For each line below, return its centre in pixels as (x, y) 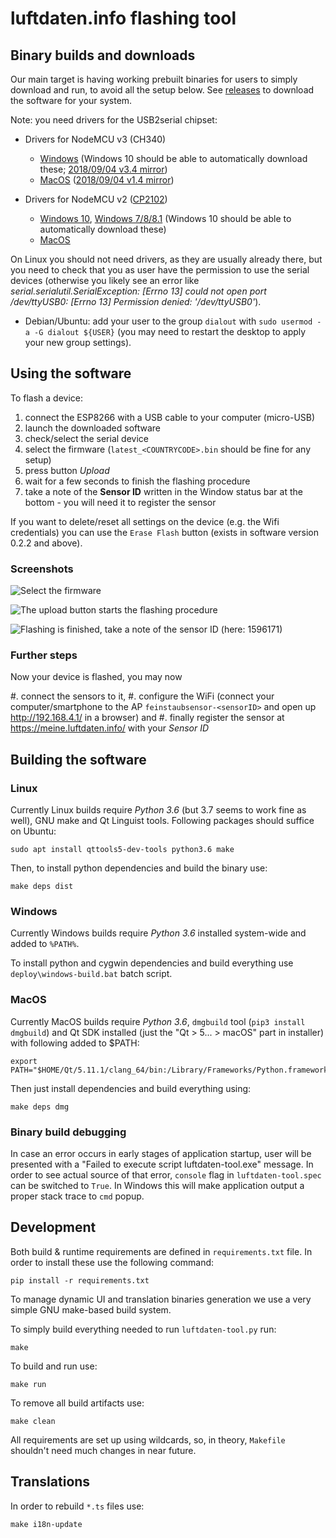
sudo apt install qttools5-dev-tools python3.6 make (122, 850)
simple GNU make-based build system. (91, 1309)
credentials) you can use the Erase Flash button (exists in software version (164, 532)
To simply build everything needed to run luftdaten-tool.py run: (143, 1329)
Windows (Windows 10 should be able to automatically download (173, 158)
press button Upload (67, 470)
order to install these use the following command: (112, 1262)
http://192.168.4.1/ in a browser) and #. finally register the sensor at (147, 718)
